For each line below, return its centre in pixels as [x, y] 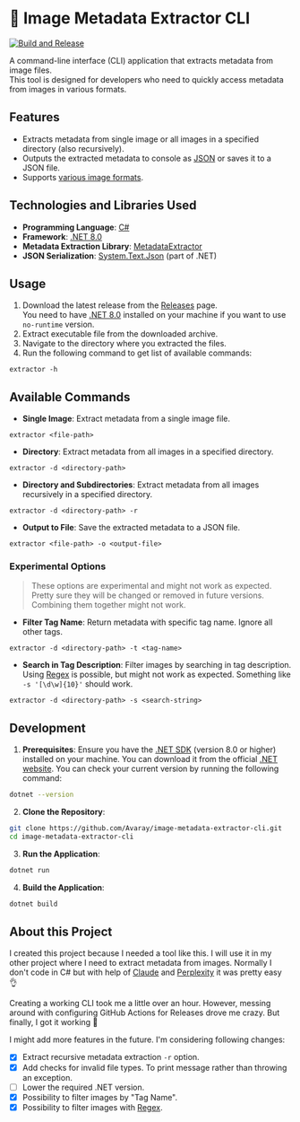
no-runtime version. [58, 324]
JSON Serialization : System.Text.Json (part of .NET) [120, 256]
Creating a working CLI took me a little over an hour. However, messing [140, 1004]
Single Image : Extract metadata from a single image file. [126, 419]
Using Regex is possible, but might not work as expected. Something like [156, 675]
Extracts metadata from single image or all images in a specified [141, 139]
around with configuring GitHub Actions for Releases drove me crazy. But [145, 1012]
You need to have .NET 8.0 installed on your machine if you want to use [154, 315]
